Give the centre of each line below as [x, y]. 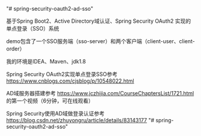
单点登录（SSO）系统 [33, 28]
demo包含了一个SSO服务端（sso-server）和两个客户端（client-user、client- [100, 41]
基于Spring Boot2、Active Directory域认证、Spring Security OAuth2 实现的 [98, 21]
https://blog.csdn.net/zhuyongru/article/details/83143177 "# [80, 120]
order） [16, 49]
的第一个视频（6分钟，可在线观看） [50, 101]
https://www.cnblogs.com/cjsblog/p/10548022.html [70, 81]
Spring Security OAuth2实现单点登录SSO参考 [62, 74]
